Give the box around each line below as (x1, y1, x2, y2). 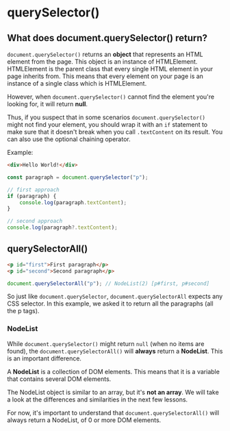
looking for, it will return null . (7, 100, 88, 108)
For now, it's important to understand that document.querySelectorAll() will (7, 408, 220, 417)
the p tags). (7, 307, 40, 315)
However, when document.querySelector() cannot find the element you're (7, 93, 214, 101)
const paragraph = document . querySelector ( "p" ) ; (7, 173, 149, 181)
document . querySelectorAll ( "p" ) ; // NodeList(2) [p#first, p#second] (7, 280, 210, 287)
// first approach (7, 186, 60, 193)
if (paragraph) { (7, 193, 57, 199)
